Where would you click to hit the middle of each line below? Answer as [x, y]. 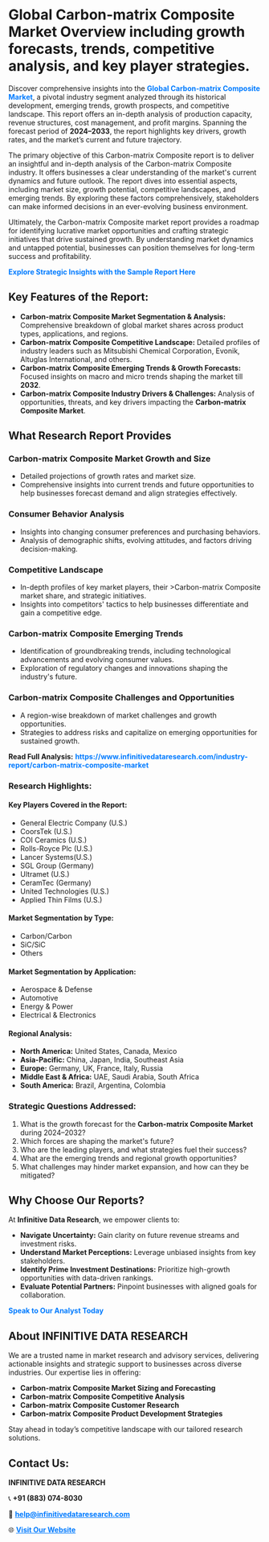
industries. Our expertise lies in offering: [75, 1372]
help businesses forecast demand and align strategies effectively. [128, 493]
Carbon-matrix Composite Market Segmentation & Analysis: [123, 316]
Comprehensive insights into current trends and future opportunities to [137, 485]
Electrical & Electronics [58, 1015]
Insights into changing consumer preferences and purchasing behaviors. [140, 532]
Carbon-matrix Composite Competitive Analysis [102, 1396]
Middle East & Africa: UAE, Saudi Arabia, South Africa [109, 1077]
